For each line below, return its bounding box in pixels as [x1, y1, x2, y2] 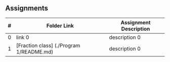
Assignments [5, 4, 49, 13]
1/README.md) [16, 48, 54, 55]
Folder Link [46, 22, 74, 29]
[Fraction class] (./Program [16, 42, 80, 49]
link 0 [16, 34, 29, 41]
